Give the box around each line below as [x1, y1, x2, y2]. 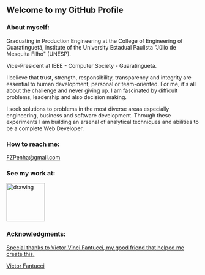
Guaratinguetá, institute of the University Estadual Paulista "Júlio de [6, 43, 176, 51]
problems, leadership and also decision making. [6, 93, 127, 100]
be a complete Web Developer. [6, 125, 84, 132]
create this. [6, 250, 35, 257]
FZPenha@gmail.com [6, 153, 61, 161]
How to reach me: [6, 140, 60, 148]
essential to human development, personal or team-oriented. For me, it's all [6, 80, 196, 87]
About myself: [6, 23, 50, 32]
